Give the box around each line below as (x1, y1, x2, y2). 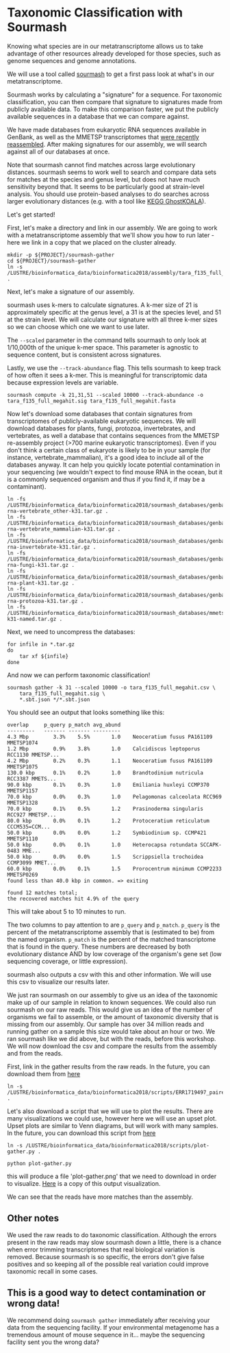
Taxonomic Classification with (7, 5, 183, 21)
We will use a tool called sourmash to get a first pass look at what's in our (7, 70, 214, 78)
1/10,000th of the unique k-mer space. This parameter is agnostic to (7, 343, 199, 351)
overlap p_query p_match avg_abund (7, 721, 121, 728)
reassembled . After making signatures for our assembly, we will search (7, 140, 207, 148)
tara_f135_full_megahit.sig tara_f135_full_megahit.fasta (7, 398, 176, 404)
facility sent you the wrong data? (7, 1338, 99, 1346)
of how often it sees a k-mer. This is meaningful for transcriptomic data (7, 371, 207, 379)
